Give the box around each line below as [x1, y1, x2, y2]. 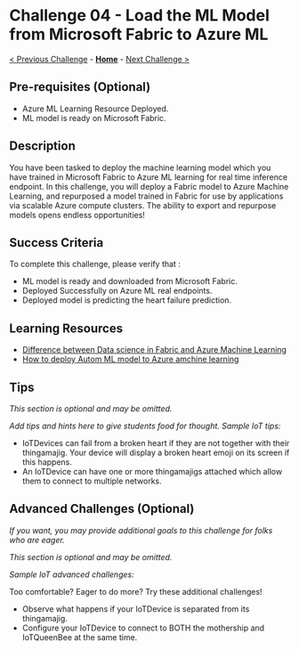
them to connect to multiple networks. [21, 475, 162, 486]
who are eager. [9, 534, 65, 545]
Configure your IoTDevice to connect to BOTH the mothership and [21, 622, 265, 633]
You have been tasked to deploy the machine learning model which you [9, 162, 271, 173]
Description [9, 139, 76, 154]
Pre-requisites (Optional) [9, 79, 151, 94]
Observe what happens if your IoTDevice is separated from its [21, 603, 250, 614]
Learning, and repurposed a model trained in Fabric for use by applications [9, 191, 284, 201]
